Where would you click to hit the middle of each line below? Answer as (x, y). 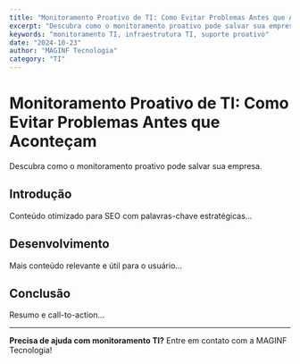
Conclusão (40, 293)
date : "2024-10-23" (46, 42)
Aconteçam (53, 142)
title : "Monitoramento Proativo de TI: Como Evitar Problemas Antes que (147, 17)
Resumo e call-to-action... (57, 315)
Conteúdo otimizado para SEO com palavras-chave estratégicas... (131, 216)
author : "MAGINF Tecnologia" (63, 51)
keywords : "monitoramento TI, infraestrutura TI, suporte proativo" (139, 34)
